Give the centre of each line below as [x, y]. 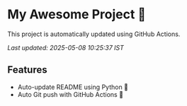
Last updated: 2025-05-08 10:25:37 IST [66, 47]
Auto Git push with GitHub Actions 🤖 [70, 94]
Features [27, 70]
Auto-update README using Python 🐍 [73, 87]
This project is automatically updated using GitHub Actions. [94, 34]
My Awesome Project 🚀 [77, 14]
